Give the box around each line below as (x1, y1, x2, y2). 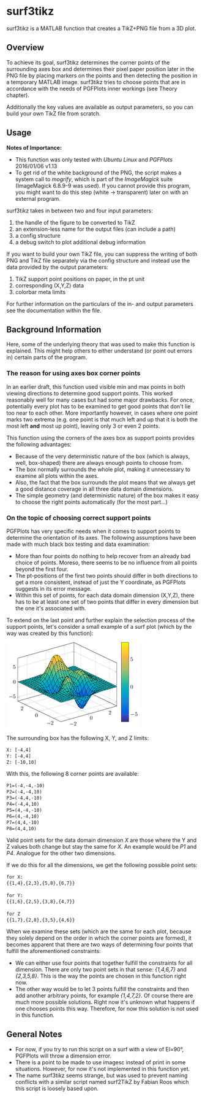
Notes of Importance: (6, 144, 62, 151)
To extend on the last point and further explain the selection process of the (6, 616, 195, 624)
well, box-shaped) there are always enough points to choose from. (15, 459, 184, 466)
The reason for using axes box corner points (6, 369, 141, 378)
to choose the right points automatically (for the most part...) (15, 498, 168, 505)
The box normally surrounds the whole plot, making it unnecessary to (15, 465, 191, 473)
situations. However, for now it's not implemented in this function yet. (15, 1065, 190, 1072)
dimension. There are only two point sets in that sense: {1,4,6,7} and (15, 965, 187, 973)
